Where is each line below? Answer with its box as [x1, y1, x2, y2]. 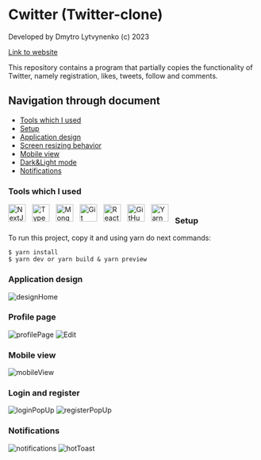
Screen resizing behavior [19, 141, 102, 150]
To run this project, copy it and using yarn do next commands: [8, 233, 212, 243]
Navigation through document [8, 94, 160, 108]
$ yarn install [8, 249, 59, 257]
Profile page [8, 311, 57, 323]
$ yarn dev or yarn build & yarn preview [8, 256, 148, 264]
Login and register [8, 388, 81, 399]
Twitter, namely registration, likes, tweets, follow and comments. [8, 71, 218, 80]
